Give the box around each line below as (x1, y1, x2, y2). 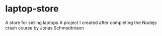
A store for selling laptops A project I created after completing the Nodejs (5, 19, 157, 25)
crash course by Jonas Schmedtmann (5, 24, 84, 30)
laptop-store (5, 3, 59, 14)
